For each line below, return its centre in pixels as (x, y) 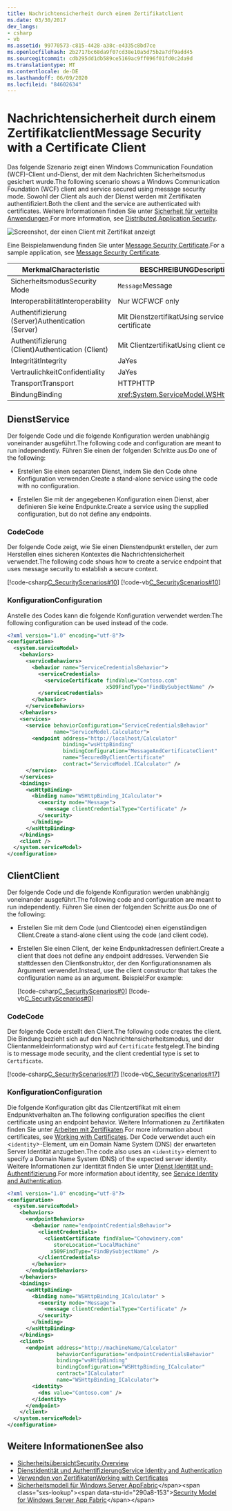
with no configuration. (48, 486)
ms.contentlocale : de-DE (43, 71)
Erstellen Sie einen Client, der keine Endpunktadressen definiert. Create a (120, 949)
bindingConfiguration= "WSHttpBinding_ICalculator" (131, 1367)
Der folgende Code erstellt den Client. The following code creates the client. (115, 1032)
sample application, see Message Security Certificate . (84, 252)
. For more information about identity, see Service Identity (137, 1174)
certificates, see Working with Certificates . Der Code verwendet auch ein (111, 1137)
